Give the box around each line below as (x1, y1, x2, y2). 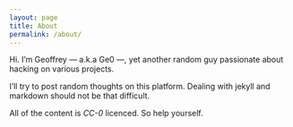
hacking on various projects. (9, 63, 115, 74)
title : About (9, 21, 58, 30)
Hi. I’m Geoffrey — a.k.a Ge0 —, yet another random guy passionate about (9, 55, 284, 65)
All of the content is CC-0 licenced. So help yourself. (9, 108, 203, 119)
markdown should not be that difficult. (9, 90, 151, 101)
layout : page (9, 13, 58, 22)
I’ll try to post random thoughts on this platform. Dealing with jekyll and (9, 81, 271, 92)
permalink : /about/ (9, 30, 82, 38)
